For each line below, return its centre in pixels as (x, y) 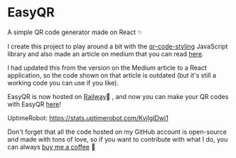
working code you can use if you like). (63, 83)
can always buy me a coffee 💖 (52, 147)
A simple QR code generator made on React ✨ (75, 32)
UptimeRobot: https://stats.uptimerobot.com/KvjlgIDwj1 (88, 117)
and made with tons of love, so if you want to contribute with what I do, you (118, 139)
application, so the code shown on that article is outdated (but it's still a (112, 75)
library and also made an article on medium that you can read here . (106, 53)
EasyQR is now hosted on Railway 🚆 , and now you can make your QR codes (118, 96)
